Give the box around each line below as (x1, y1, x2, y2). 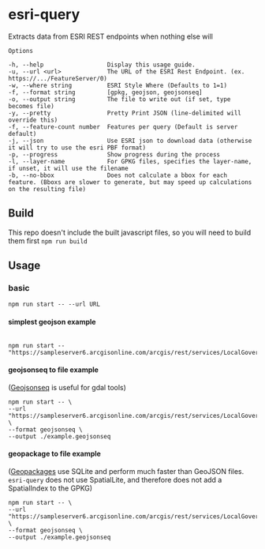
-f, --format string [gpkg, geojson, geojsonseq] (8, 88, 203, 96)
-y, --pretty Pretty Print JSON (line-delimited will (8, 109, 242, 117)
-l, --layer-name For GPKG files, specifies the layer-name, (8, 157, 252, 165)
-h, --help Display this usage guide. (8, 61, 196, 69)
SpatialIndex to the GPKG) (8, 483, 93, 493)
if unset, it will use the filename (8, 164, 129, 172)
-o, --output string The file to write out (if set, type (8, 95, 231, 103)
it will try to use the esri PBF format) (8, 144, 147, 152)
